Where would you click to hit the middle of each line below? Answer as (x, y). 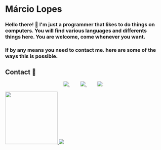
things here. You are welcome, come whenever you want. (75, 37)
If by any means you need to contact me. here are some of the (81, 50)
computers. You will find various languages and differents (76, 31)
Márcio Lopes (34, 9)
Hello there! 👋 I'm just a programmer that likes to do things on (80, 25)
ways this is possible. (32, 56)
